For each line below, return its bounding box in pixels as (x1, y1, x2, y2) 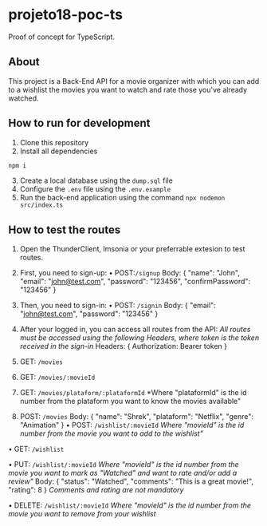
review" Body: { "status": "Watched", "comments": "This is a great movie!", (8, 477, 253, 486)
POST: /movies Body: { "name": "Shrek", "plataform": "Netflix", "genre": (19, 412, 253, 421)
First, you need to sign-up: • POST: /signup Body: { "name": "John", (19, 268, 241, 278)
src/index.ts (19, 201, 64, 209)
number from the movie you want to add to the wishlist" (19, 429, 203, 438)
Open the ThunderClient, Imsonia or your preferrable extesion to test (19, 244, 245, 254)
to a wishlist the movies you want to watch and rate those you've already (8, 85, 248, 94)
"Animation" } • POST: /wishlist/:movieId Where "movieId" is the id (19, 421, 245, 430)
